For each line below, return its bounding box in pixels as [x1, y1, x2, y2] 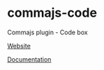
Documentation [7, 55, 52, 64]
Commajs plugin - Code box [7, 28, 89, 36]
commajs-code [7, 5, 98, 21]
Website [7, 41, 31, 50]
